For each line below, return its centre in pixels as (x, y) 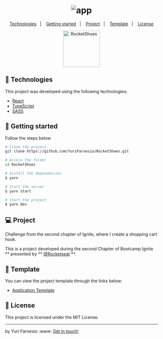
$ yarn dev (16, 204)
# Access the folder (26, 160)
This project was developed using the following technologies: (66, 91)
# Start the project (26, 200)
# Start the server (25, 187)
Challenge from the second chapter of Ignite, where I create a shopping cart (81, 234)
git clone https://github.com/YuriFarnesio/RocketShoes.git (67, 151)
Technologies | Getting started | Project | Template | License (81, 24)
